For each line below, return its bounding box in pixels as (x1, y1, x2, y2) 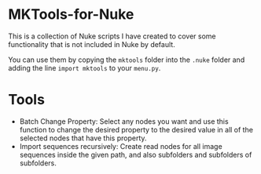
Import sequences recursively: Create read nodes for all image (19, 141, 222, 150)
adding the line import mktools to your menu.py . (8, 63, 161, 72)
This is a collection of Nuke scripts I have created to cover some (8, 31, 216, 41)
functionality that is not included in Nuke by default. (8, 39, 175, 49)
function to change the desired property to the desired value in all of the (19, 125, 254, 134)
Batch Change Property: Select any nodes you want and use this (19, 116, 230, 126)
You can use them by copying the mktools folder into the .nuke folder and (8, 55, 245, 64)
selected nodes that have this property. (19, 133, 147, 143)
